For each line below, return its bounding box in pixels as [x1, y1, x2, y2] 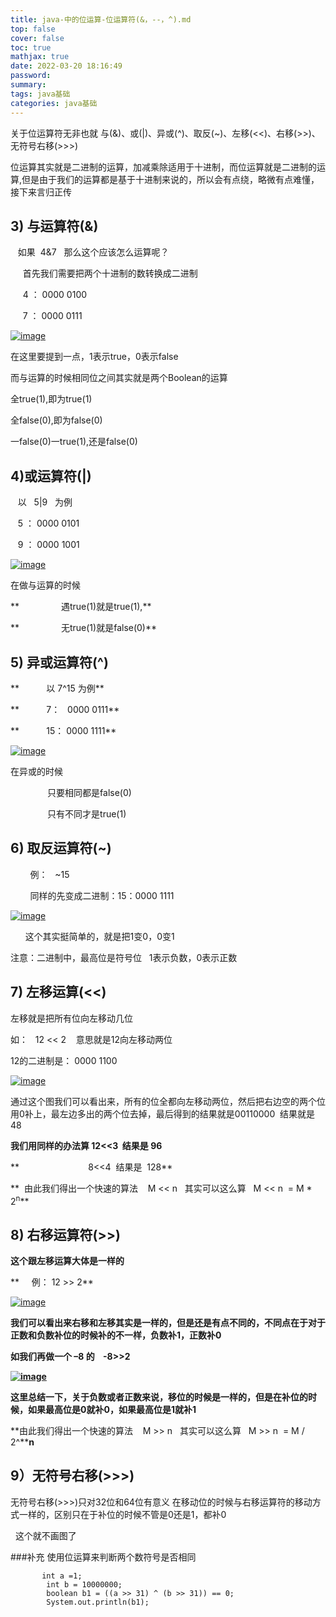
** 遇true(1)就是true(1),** [10, 601, 152, 613]
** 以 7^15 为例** [10, 682, 105, 694]
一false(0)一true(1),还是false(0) [10, 436, 138, 448]
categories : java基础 [10, 98, 98, 108]
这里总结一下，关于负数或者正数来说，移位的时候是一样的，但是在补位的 [10, 1391, 308, 1403]
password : [10, 71, 52, 81]
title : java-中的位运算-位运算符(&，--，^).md [10, 14, 192, 25]
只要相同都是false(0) [47, 786, 132, 798]
